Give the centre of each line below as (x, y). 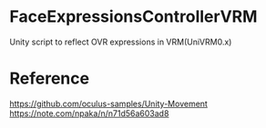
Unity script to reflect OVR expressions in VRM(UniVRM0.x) (121, 42)
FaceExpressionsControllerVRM (133, 17)
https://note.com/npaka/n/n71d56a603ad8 (89, 113)
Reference (49, 79)
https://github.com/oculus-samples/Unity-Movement (108, 103)
